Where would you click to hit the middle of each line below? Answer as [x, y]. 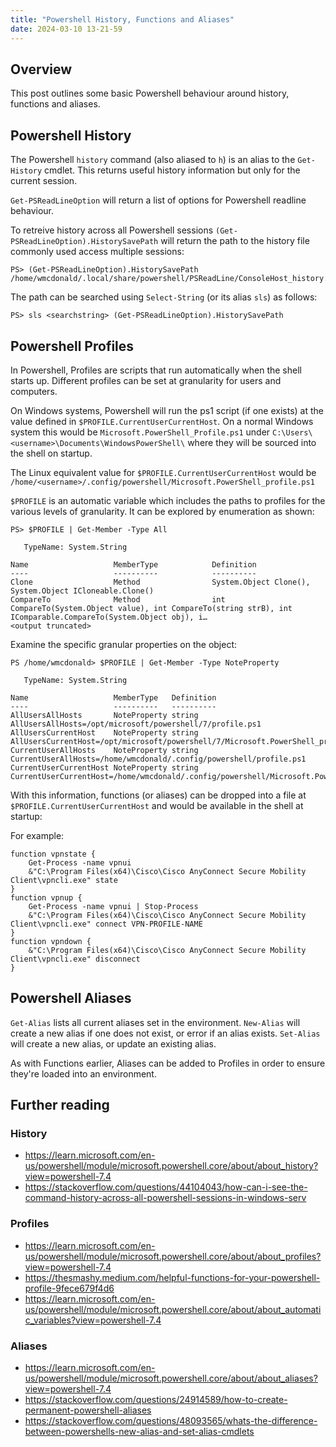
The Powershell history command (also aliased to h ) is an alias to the [153, 160]
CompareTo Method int [118, 599]
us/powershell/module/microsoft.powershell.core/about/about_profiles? [173, 1256]
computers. [34, 391]
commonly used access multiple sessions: [97, 252]
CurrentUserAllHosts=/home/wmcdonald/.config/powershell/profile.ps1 [158, 759]
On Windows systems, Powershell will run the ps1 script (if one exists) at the [167, 410]
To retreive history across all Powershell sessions [112, 230]
